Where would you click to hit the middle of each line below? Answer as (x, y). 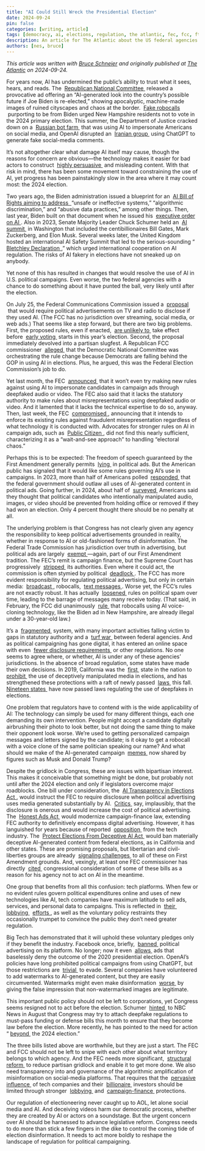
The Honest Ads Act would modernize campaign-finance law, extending (98, 816)
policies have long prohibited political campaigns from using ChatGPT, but (100, 963)
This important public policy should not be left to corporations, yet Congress (102, 1001)
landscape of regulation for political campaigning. (69, 1141)
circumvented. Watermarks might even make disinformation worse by (95, 982)
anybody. (18, 261)
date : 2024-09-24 (28, 18)
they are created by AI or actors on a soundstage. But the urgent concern (99, 1116)
